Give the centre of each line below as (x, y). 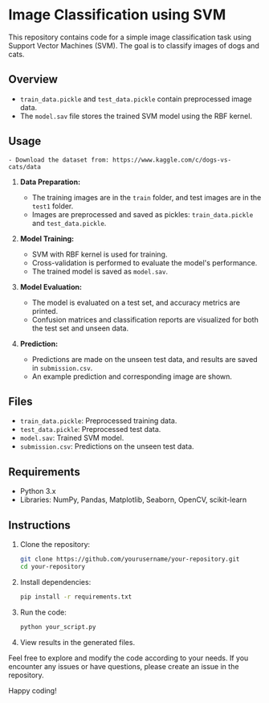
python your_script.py (58, 627)
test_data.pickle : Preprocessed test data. (90, 430)
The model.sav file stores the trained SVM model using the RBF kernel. (136, 116)
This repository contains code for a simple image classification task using (130, 37)
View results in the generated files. (77, 642)
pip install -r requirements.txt (76, 597)
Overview (33, 79)
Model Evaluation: (51, 286)
